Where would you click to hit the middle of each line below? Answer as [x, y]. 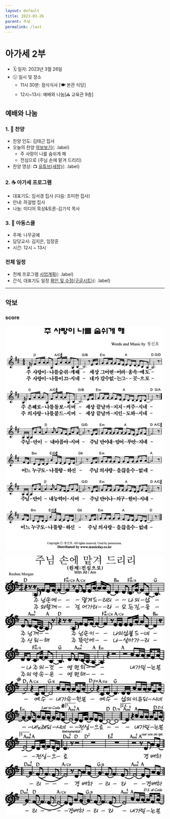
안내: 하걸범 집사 [29, 202]
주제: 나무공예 [26, 235]
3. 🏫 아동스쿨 [20, 223]
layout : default [22, 11]
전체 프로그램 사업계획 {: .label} [43, 274]
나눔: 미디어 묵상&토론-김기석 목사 [46, 209]
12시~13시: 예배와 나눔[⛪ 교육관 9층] [57, 94]
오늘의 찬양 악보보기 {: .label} [41, 147]
